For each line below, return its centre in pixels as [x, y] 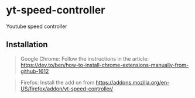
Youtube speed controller [37, 26]
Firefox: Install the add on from [57, 82]
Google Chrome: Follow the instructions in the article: [85, 58]
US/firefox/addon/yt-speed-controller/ [66, 89]
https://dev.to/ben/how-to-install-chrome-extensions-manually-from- [105, 65]
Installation [27, 45]
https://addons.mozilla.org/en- [133, 82]
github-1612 [35, 71]
